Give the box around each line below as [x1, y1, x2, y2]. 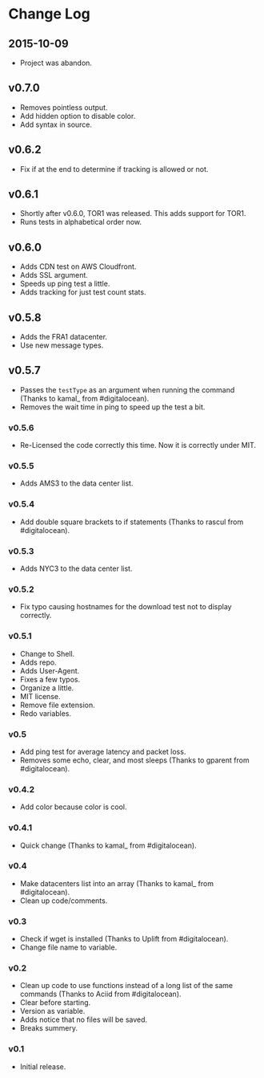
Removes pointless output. [19, 102, 108, 112]
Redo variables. [19, 708, 72, 718]
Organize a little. [19, 683, 74, 693]
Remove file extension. [19, 700, 96, 710]
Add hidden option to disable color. [19, 111, 136, 120]
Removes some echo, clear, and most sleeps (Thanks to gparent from [19, 755, 250, 765]
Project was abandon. [19, 58, 92, 67]
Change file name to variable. [19, 942, 118, 952]
